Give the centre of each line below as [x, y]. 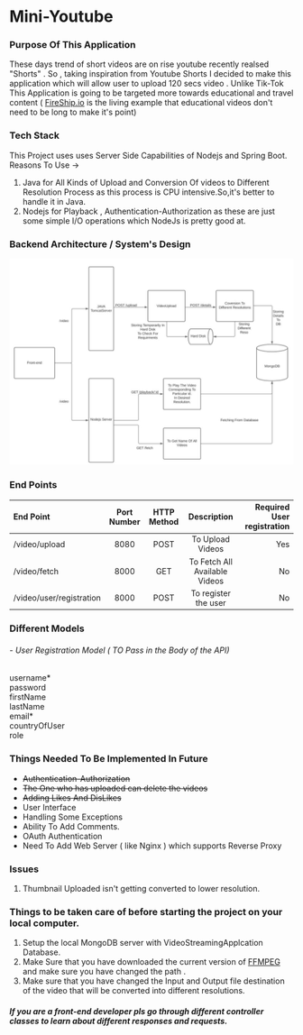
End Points [33, 485]
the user [211, 602]
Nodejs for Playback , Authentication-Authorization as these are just [148, 211]
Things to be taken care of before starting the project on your [146, 911]
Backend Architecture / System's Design [100, 243]
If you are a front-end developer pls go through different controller [137, 1011]
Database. [41, 952]
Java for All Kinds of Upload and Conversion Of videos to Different [146, 182]
